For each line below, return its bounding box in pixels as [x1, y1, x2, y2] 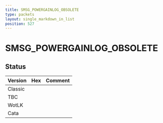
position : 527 [5, 21, 35, 26]
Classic [7, 86, 25, 93]
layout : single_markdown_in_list [5, 16, 75, 21]
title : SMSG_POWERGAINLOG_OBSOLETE [5, 7, 79, 12]
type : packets [5, 12, 35, 17]
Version [7, 77, 27, 84]
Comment [45, 77, 70, 84]
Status [5, 62, 26, 71]
